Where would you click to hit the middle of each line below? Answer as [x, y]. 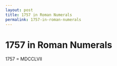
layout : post [19, 10]
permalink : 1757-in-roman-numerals [43, 19]
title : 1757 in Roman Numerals [39, 15]
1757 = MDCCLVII [24, 59]
